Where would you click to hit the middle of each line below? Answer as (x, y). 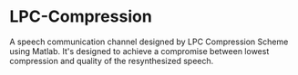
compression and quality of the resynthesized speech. (112, 61)
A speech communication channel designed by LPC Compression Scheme (149, 42)
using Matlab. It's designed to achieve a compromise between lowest (139, 51)
